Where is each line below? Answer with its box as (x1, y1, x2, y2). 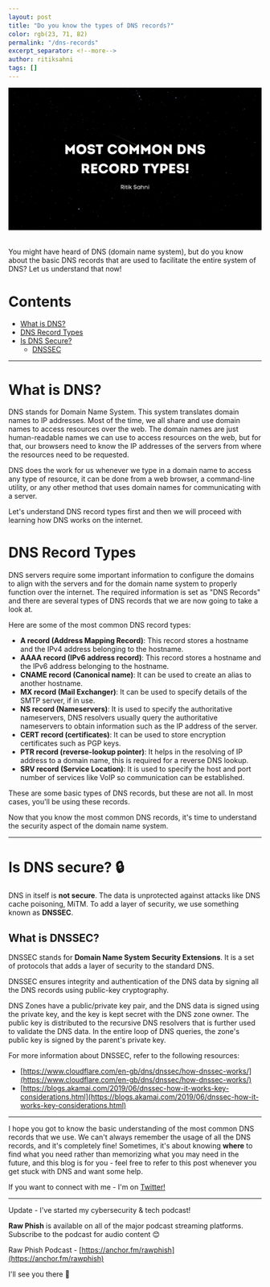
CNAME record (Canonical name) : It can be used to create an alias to (19, 670, 252, 680)
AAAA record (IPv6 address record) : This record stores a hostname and (19, 653, 261, 662)
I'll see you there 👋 (8, 1269, 70, 1279)
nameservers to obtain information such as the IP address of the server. (19, 721, 258, 731)
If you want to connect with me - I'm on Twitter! (8, 1181, 166, 1192)
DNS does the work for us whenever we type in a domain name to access (8, 466, 252, 475)
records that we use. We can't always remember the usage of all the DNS (8, 1132, 252, 1142)
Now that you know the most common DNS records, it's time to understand (8, 812, 257, 822)
